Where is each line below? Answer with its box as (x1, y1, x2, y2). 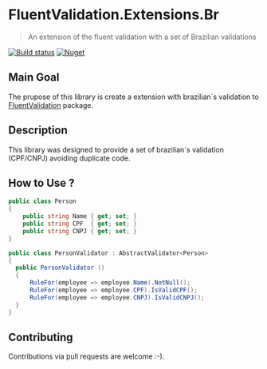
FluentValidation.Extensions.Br (8, 6, 219, 24)
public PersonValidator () (15, 264, 105, 272)
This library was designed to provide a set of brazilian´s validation (8, 145, 225, 154)
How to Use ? (8, 176, 75, 189)
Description (8, 124, 68, 137)
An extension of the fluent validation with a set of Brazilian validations (27, 32, 257, 42)
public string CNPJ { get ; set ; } (22, 227, 137, 235)
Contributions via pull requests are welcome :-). (8, 351, 165, 361)
